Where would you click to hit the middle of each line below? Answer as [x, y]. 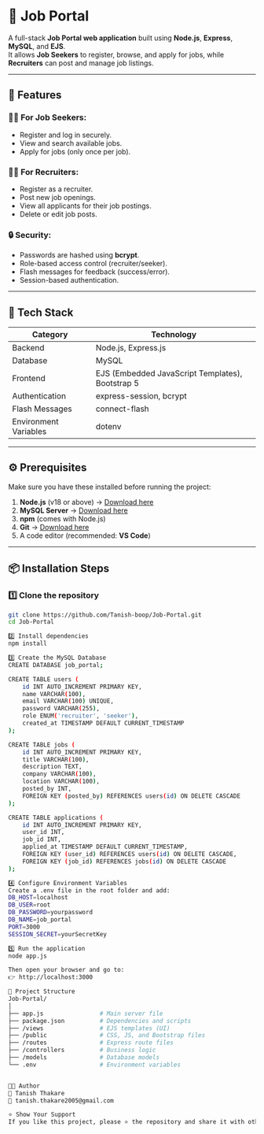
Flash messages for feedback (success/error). [95, 272]
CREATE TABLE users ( [44, 679]
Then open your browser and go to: [66, 970]
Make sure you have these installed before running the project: [110, 487]
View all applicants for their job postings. [85, 206]
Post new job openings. [57, 197]
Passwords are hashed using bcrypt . [79, 255]
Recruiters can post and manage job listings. [81, 63]
